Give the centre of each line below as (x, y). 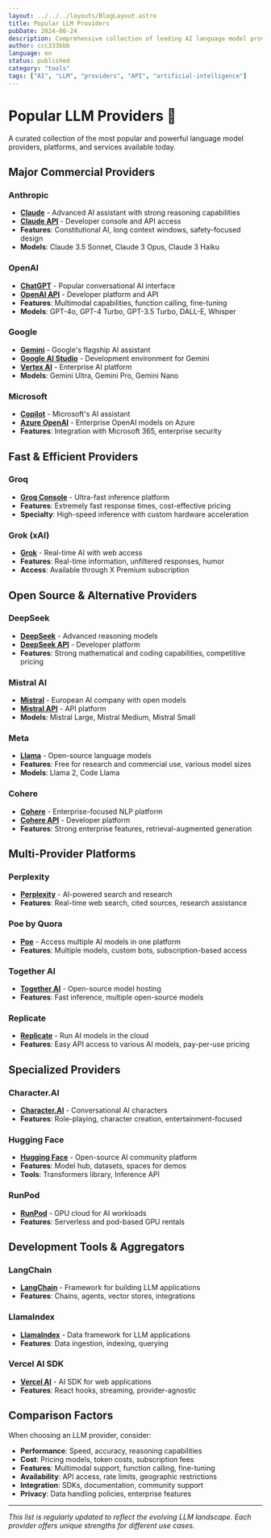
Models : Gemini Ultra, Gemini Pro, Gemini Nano (99, 375)
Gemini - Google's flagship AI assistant (85, 350)
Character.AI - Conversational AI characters (94, 1110)
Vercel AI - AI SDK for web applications (85, 1381)
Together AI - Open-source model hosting (90, 988)
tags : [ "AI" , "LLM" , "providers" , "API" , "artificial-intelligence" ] (128, 76)
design (31, 238)
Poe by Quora (35, 924)
